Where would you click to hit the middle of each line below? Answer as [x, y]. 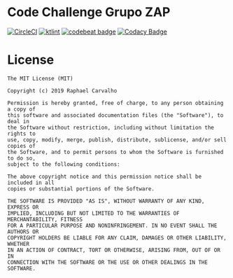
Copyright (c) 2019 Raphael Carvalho [62, 91]
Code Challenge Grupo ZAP [89, 12]
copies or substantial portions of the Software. [81, 189]
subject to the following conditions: [64, 164]
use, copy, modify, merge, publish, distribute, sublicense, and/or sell [117, 140]
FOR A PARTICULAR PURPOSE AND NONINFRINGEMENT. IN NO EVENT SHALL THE [112, 225]
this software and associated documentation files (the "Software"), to [115, 115]
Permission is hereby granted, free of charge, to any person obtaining [115, 103]
